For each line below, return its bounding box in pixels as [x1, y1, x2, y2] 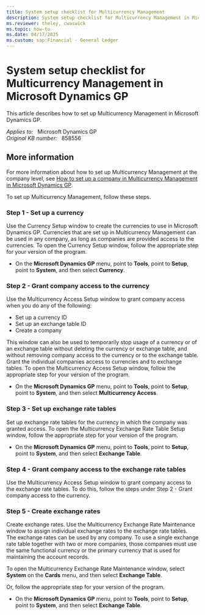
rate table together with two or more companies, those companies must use [6, 541, 197, 548]
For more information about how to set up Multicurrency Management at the [6, 168, 198, 176]
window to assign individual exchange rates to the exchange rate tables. [6, 527, 188, 534]
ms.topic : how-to [6, 26, 51, 32]
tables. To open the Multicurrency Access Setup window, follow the [6, 364, 176, 372]
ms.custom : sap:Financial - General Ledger [6, 37, 119, 43]
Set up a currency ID [15, 314, 67, 321]
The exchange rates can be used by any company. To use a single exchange [6, 534, 199, 541]
